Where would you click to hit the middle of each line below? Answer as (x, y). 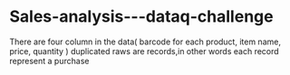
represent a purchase (49, 61)
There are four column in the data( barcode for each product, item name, (145, 42)
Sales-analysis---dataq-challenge (141, 17)
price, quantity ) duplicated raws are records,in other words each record (144, 51)
